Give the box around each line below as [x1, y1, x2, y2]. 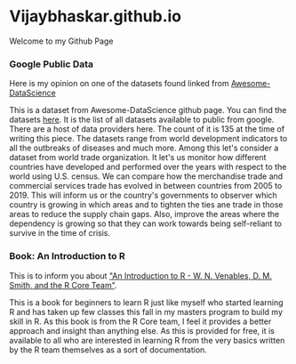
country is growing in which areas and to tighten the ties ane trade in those [9, 199, 284, 210]
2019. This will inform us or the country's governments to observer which [9, 190, 277, 201]
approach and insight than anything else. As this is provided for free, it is [9, 325, 276, 336]
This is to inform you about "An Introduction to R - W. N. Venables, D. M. [9, 270, 273, 281]
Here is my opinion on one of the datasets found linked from [9, 78, 229, 89]
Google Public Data [9, 58, 94, 70]
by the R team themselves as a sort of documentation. [9, 344, 207, 355]
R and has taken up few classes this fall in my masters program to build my [9, 306, 283, 317]
